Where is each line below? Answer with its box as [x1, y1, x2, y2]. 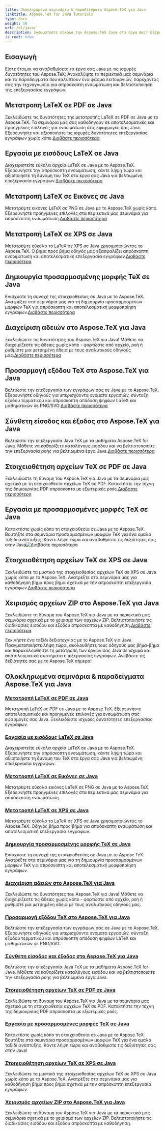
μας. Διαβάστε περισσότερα [5, 352, 61, 358]
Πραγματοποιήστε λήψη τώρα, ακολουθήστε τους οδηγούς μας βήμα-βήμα [5, 642, 160, 648]
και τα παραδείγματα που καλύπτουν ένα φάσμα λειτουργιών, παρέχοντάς [5, 76, 159, 82]
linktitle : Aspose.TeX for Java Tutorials [5, 12, 93, 17]
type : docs [5, 16, 27, 21]
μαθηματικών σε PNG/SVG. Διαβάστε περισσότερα [5, 403, 108, 408]
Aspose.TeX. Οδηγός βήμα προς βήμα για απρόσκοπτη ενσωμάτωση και [5, 823, 153, 829]
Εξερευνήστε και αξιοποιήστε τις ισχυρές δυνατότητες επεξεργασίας [5, 130, 148, 136]
